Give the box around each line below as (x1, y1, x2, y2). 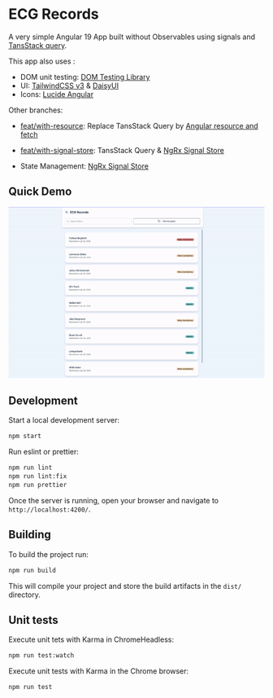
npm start (8, 432, 42, 441)
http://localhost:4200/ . (8, 504, 91, 514)
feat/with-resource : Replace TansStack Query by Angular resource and (19, 121, 258, 130)
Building (8, 528, 51, 542)
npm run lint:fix (8, 472, 67, 481)
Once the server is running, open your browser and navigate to (8, 495, 219, 505)
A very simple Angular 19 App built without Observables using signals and (8, 32, 256, 42)
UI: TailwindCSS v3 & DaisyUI (19, 81, 119, 90)
